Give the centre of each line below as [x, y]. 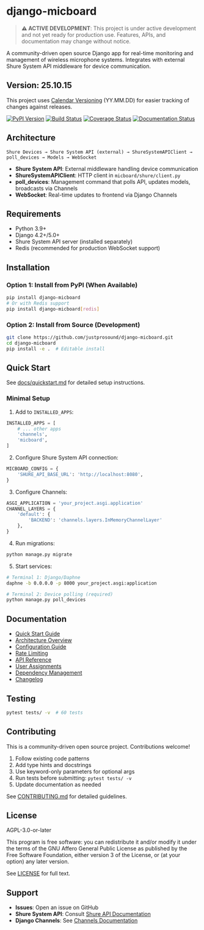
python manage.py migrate [39, 554]
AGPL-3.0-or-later [29, 830]
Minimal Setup [28, 398]
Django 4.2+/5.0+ [37, 235]
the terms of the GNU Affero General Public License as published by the [97, 849]
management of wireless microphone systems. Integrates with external [96, 59]
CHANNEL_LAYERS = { [31, 509]
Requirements [34, 214]
